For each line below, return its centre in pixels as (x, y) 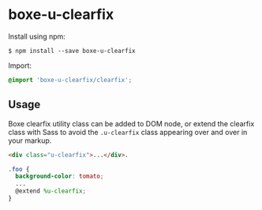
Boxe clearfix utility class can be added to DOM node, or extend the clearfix (131, 123)
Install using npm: (37, 36)
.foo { (19, 169)
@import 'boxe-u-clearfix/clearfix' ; (70, 80)
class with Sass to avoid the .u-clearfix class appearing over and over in (128, 132)
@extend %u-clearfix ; (51, 191)
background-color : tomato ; (60, 176)
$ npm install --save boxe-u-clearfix (72, 51)
